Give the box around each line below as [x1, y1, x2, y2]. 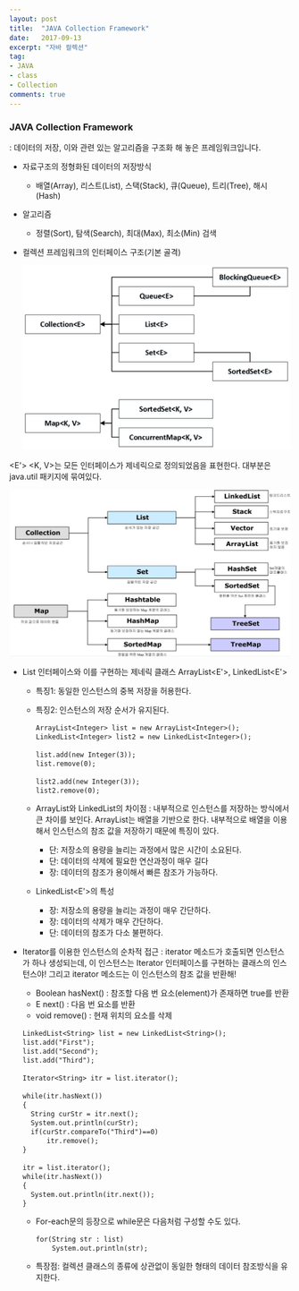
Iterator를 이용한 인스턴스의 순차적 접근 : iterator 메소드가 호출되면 [21, 946, 254, 957]
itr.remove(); [46, 1137, 99, 1146]
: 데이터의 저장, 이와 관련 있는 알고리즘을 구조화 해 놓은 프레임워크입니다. [9, 141, 262, 152]
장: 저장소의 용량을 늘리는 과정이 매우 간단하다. [48, 905, 212, 916]
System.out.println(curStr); [30, 1119, 139, 1128]
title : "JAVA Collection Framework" [9, 23, 150, 33]
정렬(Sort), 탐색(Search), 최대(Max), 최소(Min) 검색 [35, 227, 217, 238]
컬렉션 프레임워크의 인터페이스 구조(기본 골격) [21, 246, 181, 257]
